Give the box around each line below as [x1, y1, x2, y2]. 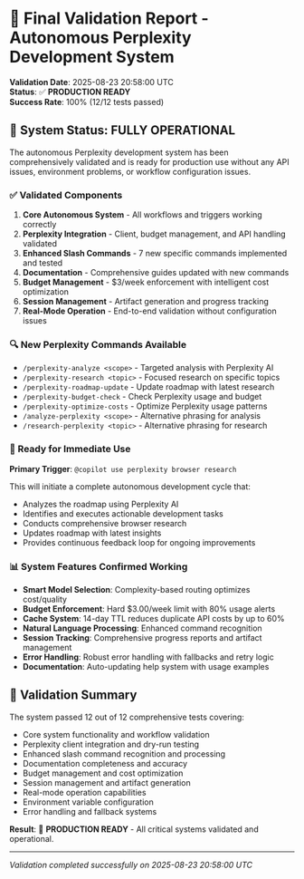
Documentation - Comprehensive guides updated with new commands [22, 267, 290, 278]
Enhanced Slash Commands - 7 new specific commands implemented [22, 248, 288, 259]
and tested [22, 257, 63, 268]
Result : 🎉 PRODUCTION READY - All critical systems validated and [9, 824, 260, 835]
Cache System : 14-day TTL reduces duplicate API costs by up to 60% [22, 613, 285, 623]
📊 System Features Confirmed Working [9, 560, 188, 573]
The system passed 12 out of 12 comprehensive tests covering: [9, 711, 244, 722]
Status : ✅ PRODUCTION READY [9, 86, 131, 97]
